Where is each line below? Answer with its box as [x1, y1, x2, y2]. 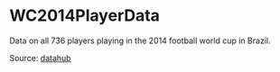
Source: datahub [9, 52, 71, 63]
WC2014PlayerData [9, 5, 161, 26]
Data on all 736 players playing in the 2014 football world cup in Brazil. [9, 35, 271, 46]
